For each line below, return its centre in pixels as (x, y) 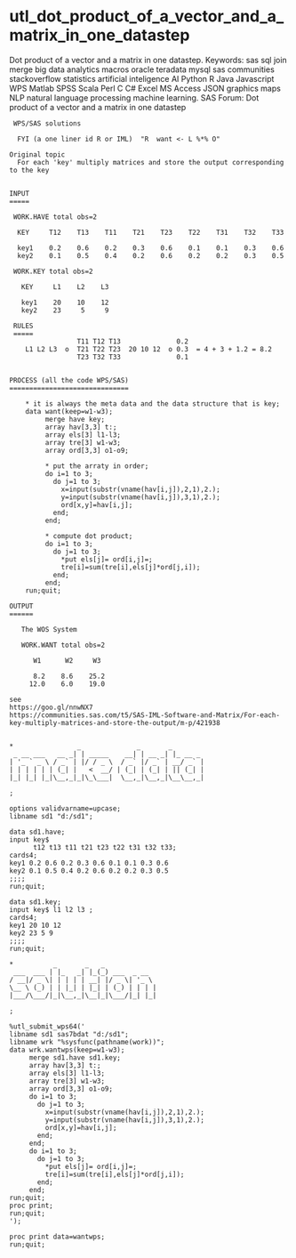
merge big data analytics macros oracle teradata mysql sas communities (142, 69)
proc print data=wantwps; (57, 1237)
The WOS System (49, 629)
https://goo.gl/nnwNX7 (51, 707)
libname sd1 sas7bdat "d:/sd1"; (69, 1034)
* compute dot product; (89, 536)
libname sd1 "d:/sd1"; (51, 816)
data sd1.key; (36, 902)
